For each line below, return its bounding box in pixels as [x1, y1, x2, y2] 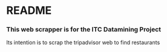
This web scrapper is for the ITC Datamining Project [6, 25, 162, 34]
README [6, 4, 52, 18]
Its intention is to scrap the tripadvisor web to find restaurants [6, 39, 160, 46]
